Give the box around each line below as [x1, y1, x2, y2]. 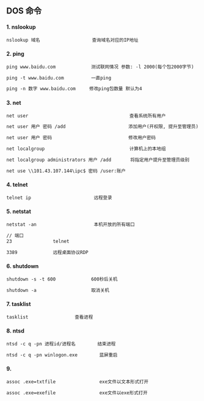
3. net [6, 99, 21, 106]
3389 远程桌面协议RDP [6, 249, 89, 255]
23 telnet [6, 238, 70, 244]
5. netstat [6, 208, 32, 215]
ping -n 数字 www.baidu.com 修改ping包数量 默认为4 [6, 86, 142, 92]
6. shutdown [6, 263, 39, 270]
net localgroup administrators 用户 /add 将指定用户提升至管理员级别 [6, 157, 190, 163]
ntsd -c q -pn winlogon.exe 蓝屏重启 [6, 351, 118, 358]
